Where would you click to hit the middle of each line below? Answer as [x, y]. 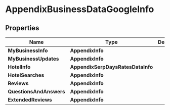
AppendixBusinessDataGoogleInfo [80, 9]
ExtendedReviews [30, 100]
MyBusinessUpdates [33, 59]
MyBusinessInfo [28, 50]
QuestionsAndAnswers [37, 92]
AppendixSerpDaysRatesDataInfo [112, 67]
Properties [22, 28]
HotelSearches [26, 75]
